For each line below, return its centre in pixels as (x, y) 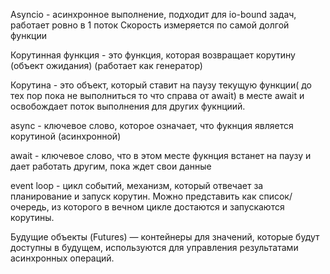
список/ (275, 196)
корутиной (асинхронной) (66, 136)
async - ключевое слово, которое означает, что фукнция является (152, 125)
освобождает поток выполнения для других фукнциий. (128, 106)
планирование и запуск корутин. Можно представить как (133, 196)
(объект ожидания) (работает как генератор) (106, 65)
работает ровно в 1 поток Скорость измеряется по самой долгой (150, 25)
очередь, (30, 207)
